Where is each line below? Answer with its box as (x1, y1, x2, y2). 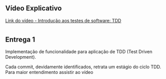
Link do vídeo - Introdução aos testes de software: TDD (5, 17, 122, 23)
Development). (5, 54, 37, 60)
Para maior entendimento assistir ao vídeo (5, 69, 93, 75)
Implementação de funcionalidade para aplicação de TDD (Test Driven (5, 49, 152, 55)
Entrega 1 (5, 35, 36, 44)
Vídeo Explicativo (5, 4, 62, 13)
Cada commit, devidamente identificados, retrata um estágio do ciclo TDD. (5, 64, 161, 70)
